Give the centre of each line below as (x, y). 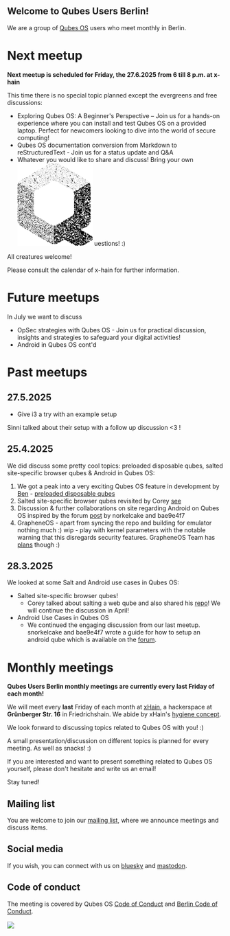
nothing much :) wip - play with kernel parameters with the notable (111, 530)
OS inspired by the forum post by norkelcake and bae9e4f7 (101, 515)
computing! (33, 137)
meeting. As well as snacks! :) (49, 749)
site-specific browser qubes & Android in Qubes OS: (81, 472)
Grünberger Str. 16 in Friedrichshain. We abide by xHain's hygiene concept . (114, 714)
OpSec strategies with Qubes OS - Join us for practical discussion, (112, 330)
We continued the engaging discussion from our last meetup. (114, 625)
